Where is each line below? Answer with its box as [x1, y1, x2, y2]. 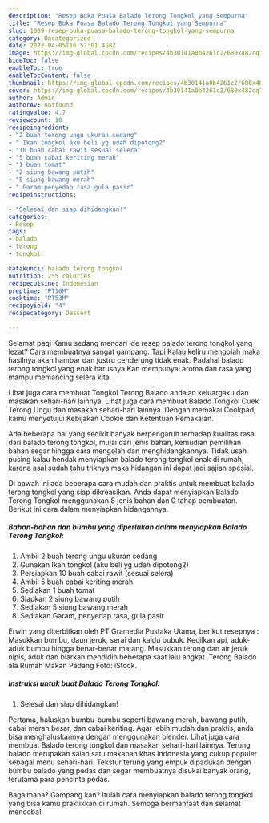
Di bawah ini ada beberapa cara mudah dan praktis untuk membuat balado [8, 478, 255, 488]
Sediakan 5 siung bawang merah [19, 602, 129, 612]
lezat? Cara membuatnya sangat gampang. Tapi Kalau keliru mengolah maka [8, 347, 261, 356]
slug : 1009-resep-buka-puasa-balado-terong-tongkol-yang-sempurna [8, 26, 235, 34]
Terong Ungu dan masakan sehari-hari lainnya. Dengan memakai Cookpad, [8, 404, 256, 414]
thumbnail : [8, 79, 45, 87]
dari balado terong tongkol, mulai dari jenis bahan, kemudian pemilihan [8, 437, 242, 447]
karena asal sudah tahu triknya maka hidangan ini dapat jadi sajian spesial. [8, 463, 254, 472]
